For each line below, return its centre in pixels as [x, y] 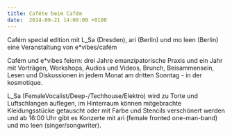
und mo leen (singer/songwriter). [55, 125]
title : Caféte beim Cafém [44, 13]
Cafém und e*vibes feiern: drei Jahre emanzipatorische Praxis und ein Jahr [115, 60]
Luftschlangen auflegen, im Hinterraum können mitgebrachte [94, 103]
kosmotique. [25, 82]
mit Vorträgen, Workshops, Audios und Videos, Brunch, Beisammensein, [110, 68]
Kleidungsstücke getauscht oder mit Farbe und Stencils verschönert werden [116, 110]
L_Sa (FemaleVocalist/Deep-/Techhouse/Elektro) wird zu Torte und [102, 96]
